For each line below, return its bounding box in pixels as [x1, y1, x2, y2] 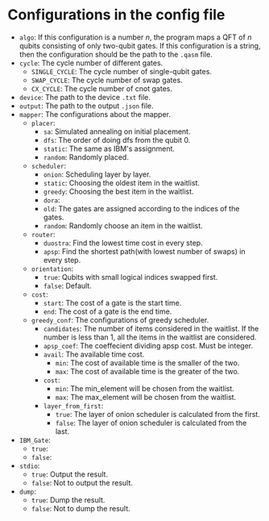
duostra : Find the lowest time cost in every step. [43, 238, 203, 248]
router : [31, 229, 56, 239]
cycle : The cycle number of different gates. [19, 58, 163, 68]
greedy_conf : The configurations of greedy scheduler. [31, 315, 209, 324]
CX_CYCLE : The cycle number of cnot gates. [31, 83, 172, 94]
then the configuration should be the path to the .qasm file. [19, 49, 213, 59]
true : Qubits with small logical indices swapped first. [43, 272, 218, 281]
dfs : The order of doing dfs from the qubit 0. [43, 135, 191, 144]
